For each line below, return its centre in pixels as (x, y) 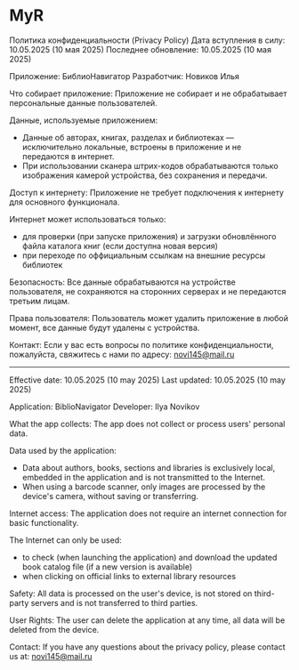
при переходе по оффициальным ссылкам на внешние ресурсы (144, 255)
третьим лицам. (40, 301)
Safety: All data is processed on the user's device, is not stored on (131, 593)
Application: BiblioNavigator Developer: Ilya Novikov (105, 407)
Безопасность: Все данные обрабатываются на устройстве (122, 282)
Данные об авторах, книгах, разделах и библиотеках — (128, 137)
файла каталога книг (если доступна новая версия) (120, 246)
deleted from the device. (54, 629)
